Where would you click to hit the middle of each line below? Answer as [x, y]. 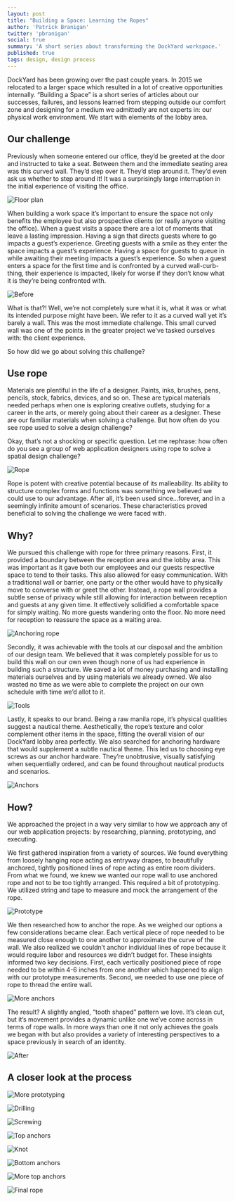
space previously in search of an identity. [67, 1042]
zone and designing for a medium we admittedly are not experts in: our [110, 109]
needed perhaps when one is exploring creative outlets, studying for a [109, 405]
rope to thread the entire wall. [50, 985]
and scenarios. [29, 772]
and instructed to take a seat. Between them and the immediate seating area [117, 163]
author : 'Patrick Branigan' [48, 27]
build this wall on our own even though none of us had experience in [106, 662]
